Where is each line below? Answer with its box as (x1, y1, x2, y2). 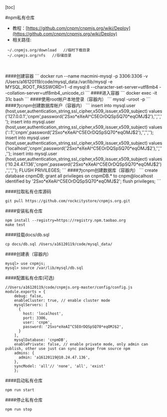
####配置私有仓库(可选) (5, 275, 55, 281)
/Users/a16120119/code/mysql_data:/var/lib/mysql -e (5, 79, 113, 85)
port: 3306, (23, 315, 48, 320)
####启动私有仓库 (5, 377, 43, 383)
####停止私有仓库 (5, 397, 43, 402)
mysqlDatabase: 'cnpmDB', (14, 337, 68, 342)
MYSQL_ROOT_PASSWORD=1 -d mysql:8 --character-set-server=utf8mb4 (5, 84, 159, 90)
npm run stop (5, 407, 32, 412)
